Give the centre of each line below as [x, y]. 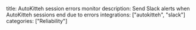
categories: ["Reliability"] [37, 21]
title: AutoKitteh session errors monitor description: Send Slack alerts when [98, 9]
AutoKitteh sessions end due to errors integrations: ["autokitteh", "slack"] [96, 15]
